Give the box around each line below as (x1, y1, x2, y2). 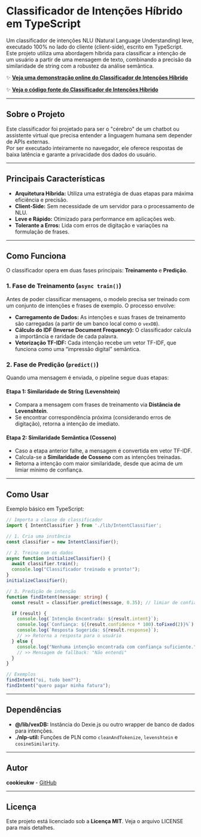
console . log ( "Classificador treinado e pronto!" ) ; (11, 566, 141, 572)
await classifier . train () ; (11, 561, 79, 567)
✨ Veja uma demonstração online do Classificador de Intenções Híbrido (6, 74, 188, 81)
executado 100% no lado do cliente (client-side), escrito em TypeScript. (6, 43, 184, 50)
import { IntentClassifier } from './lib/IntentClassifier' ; (6, 523, 162, 529)
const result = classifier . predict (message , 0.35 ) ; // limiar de (11, 599, 178, 605)
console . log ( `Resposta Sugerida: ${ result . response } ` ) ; (17, 627, 160, 634)
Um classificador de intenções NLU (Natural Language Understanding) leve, (6, 37, 194, 44)
